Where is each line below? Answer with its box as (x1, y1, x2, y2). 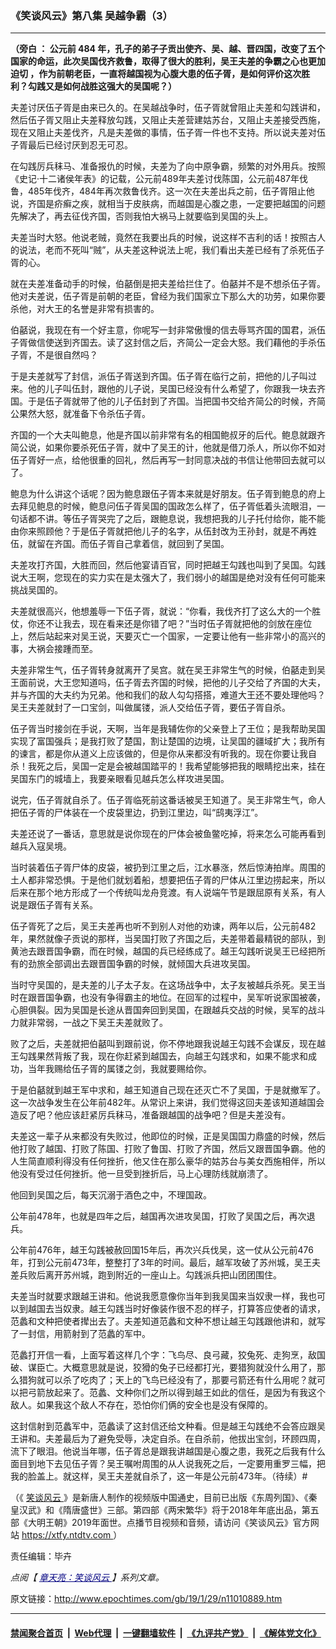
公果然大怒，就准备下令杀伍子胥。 (10, 408, 151, 420)
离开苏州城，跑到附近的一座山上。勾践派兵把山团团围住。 (44, 1269, 282, 1281)
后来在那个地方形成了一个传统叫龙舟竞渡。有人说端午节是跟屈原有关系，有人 (10, 887, 326, 899)
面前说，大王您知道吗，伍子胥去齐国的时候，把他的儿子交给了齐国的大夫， (18, 677, 326, 689)
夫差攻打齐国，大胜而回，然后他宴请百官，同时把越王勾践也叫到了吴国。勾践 (10, 559, 326, 571)
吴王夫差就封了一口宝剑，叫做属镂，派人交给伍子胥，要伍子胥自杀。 (10, 702, 291, 714)
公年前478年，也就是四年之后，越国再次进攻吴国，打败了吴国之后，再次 (10, 1210, 307, 1222)
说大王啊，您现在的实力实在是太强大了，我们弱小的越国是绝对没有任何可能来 (10, 572, 326, 584)
